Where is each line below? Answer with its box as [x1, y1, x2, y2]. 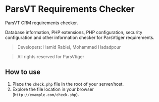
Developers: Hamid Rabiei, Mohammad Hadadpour [17, 44, 121, 50]
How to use [5, 68, 41, 76]
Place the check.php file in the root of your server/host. [12, 81, 124, 87]
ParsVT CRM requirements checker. [5, 20, 78, 26]
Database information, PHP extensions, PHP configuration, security [5, 29, 143, 35]
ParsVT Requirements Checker [5, 3, 135, 15]
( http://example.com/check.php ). [12, 91, 79, 97]
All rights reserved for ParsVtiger [17, 53, 84, 60]
